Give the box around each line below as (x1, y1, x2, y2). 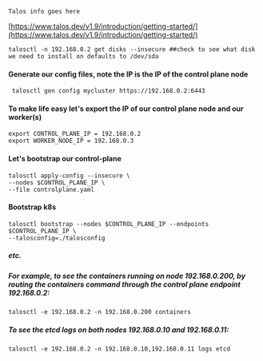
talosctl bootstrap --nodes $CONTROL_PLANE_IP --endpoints (8, 220, 209, 228)
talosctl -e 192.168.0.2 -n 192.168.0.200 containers (8, 308, 192, 316)
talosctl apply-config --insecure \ (8, 172, 130, 180)
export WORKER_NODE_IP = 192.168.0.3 (8, 137, 134, 145)
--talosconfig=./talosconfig (8, 234, 106, 242)
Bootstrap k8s (8, 202, 57, 212)
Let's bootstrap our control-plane (8, 154, 122, 163)
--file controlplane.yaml (8, 185, 94, 193)
